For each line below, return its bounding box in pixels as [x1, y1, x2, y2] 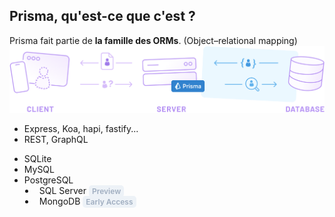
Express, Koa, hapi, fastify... [23, 122, 139, 134]
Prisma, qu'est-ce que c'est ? [9, 8, 196, 25]
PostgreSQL [23, 174, 74, 186]
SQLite [23, 152, 52, 164]
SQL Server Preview [38, 184, 122, 196]
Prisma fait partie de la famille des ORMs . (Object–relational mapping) [9, 34, 298, 46]
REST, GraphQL [23, 133, 89, 145]
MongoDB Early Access [38, 195, 134, 207]
